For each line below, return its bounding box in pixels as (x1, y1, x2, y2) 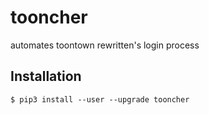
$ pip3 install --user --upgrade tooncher (10, 94, 190, 105)
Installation (10, 68, 82, 85)
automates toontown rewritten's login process (10, 39, 200, 51)
